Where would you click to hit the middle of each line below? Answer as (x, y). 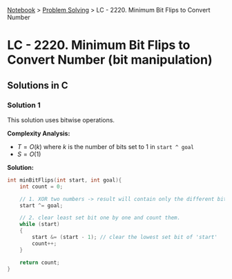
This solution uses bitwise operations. (61, 119)
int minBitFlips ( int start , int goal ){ (65, 180)
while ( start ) (40, 224)
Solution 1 (24, 105)
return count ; (40, 262)
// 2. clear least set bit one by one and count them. (100, 218)
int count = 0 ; (41, 186)
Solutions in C (38, 85)
